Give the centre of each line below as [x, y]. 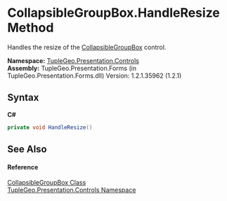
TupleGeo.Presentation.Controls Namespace [72, 190]
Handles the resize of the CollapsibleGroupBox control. [87, 47]
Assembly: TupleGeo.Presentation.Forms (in [72, 68]
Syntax [23, 98]
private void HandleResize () [50, 127]
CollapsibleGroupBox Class [47, 183]
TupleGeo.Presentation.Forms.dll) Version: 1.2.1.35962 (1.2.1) [95, 76]
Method [31, 28]
